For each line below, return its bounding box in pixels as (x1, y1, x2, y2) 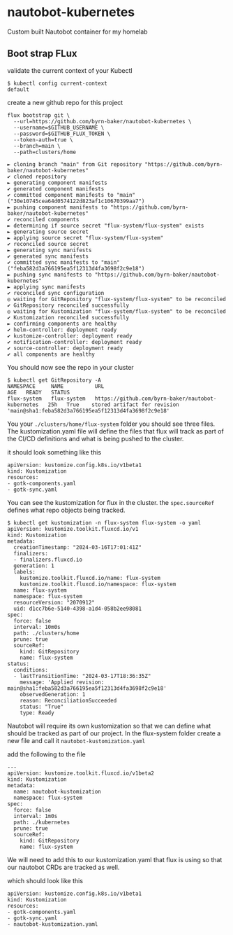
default (7, 85, 30, 93)
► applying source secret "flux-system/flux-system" (7, 234, 164, 242)
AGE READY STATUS (7, 389, 70, 396)
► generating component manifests (7, 179, 108, 186)
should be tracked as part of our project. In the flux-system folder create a (7, 729, 221, 737)
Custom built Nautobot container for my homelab (7, 27, 148, 36)
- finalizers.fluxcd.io (13, 556, 82, 563)
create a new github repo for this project (7, 98, 123, 106)
